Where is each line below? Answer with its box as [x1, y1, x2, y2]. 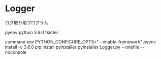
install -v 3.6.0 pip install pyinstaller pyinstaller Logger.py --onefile [5, 44, 139, 50]
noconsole [5, 49, 27, 55]
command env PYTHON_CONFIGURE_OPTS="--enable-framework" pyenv [5, 39, 156, 44]
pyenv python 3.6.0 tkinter [5, 29, 59, 35]
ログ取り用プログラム [5, 20, 48, 25]
